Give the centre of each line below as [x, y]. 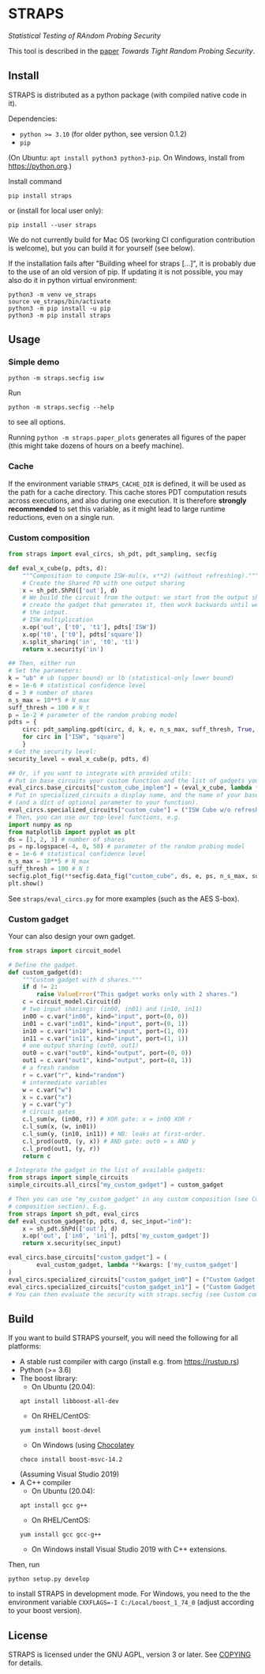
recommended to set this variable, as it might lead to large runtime [117, 509]
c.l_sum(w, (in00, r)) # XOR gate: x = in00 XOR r [107, 1119]
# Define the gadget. [44, 965]
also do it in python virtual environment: [73, 280]
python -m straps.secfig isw [56, 379]
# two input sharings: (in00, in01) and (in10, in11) [112, 1009]
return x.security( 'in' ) [63, 649]
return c [37, 1156]
